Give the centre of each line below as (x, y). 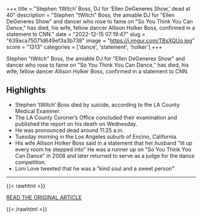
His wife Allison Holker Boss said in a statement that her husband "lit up (103, 143)
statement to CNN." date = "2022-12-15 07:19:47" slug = (76, 34)
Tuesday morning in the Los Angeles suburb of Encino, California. (96, 136)
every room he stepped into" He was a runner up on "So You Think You (103, 149)
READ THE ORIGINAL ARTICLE (44, 197)
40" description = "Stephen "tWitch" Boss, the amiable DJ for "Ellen (90, 15)
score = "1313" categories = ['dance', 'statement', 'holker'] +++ (84, 47)
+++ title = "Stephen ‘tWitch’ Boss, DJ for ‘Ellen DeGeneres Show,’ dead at (98, 9)
